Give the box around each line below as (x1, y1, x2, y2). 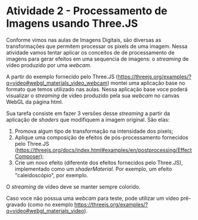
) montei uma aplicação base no (107, 79, 186, 87)
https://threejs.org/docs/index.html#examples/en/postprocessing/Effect (17, 146, 192, 154)
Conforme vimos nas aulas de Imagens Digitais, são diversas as (6, 36, 161, 43)
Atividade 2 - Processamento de (6, 4, 167, 18)
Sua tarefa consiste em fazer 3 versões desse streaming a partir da (6, 110, 170, 117)
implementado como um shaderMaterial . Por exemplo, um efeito (14, 165, 173, 173)
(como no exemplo (27, 200, 73, 208)
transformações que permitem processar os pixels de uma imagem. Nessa (6, 43, 188, 50)
